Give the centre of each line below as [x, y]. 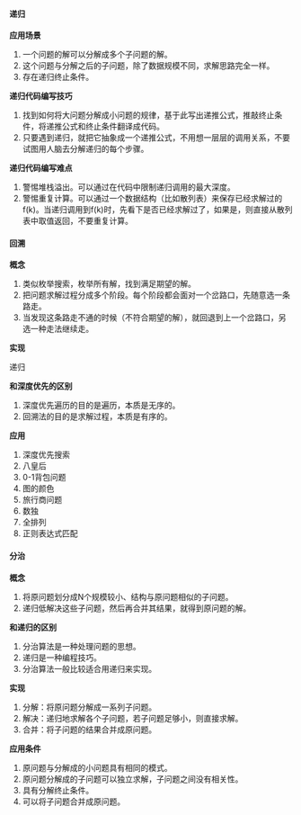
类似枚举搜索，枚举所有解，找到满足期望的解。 [109, 284]
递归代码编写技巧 [41, 96]
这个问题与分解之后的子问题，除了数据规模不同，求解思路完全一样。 [148, 66]
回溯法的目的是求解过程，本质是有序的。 [97, 416]
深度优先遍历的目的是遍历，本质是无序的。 [101, 406]
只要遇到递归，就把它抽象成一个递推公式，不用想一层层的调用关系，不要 [156, 138]
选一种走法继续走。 [58, 329]
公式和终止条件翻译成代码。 [113, 127]
